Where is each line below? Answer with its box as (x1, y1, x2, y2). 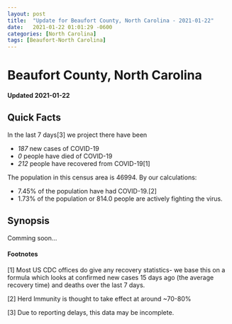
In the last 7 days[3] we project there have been (7, 130, 148, 139)
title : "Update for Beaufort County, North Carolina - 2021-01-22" (7, 17, 214, 24)
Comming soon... (7, 233, 57, 242)
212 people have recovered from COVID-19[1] (17, 159, 150, 167)
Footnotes (7, 250, 38, 259)
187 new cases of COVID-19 (17, 144, 99, 152)
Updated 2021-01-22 (7, 91, 70, 99)
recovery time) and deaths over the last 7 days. (7, 281, 145, 289)
